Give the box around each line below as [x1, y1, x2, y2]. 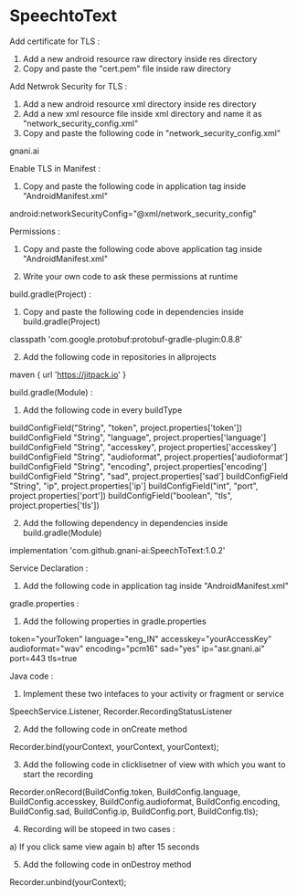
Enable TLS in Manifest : [9, 163, 101, 174]
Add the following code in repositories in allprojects [22, 351, 217, 362]
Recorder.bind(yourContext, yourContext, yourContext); [9, 741, 219, 752]
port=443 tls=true [9, 652, 78, 663]
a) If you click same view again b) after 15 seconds [9, 841, 200, 852]
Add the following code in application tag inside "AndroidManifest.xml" [22, 580, 290, 591]
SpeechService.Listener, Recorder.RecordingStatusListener [9, 705, 233, 717]
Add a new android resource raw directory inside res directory [22, 53, 258, 64]
